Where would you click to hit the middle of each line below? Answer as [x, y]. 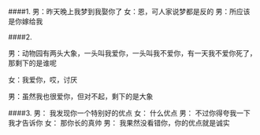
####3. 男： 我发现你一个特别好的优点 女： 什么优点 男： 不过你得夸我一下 [129, 113]
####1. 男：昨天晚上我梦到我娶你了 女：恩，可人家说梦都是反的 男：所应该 [129, 11]
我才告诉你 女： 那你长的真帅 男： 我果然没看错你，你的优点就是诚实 [119, 123]
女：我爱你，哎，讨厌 [43, 80]
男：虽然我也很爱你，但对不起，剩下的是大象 [81, 96]
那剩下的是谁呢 [32, 63]
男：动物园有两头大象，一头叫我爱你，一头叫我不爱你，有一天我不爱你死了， [132, 53]
